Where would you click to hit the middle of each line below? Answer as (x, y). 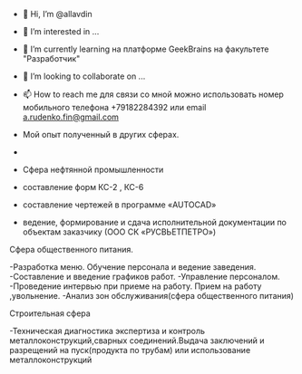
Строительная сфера (50, 313)
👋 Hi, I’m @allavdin (57, 14)
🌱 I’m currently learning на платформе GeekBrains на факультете (146, 49)
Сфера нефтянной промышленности (93, 169)
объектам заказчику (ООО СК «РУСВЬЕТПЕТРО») (119, 232)
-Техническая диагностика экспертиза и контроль (107, 331)
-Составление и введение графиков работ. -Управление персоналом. (145, 277)
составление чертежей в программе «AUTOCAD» (119, 205)
